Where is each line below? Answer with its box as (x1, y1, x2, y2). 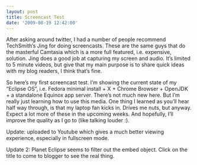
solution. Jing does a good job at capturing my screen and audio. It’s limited (6, 55, 191, 62)
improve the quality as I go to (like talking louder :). (6, 117, 130, 124)
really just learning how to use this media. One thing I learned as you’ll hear (6, 98, 189, 105)
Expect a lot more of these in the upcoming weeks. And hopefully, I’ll (6, 110, 173, 118)
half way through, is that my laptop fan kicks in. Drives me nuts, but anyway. (6, 104, 192, 112)
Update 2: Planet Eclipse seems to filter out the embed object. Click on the (6, 146, 188, 153)
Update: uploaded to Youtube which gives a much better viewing (6, 128, 164, 135)
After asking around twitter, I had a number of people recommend (6, 36, 166, 43)
